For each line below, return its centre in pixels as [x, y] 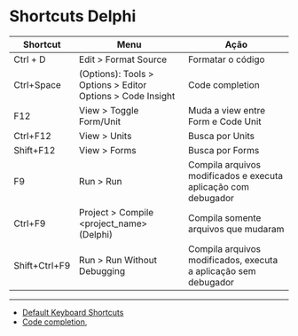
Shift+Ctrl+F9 [42, 265]
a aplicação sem [222, 270]
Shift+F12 [35, 150]
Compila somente [224, 217]
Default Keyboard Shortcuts [73, 312]
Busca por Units [221, 136]
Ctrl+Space [38, 84]
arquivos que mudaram [236, 229]
